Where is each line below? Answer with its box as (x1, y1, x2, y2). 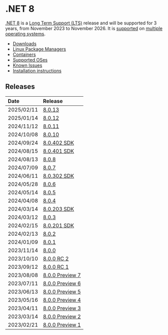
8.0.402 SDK (43, 139, 74, 146)
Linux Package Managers (12, 46, 66, 52)
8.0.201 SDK (43, 222, 74, 229)
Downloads (12, 40, 37, 46)
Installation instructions (12, 67, 62, 74)
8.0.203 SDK (43, 205, 74, 212)
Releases (5, 82, 35, 91)
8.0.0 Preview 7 (43, 271, 81, 278)
